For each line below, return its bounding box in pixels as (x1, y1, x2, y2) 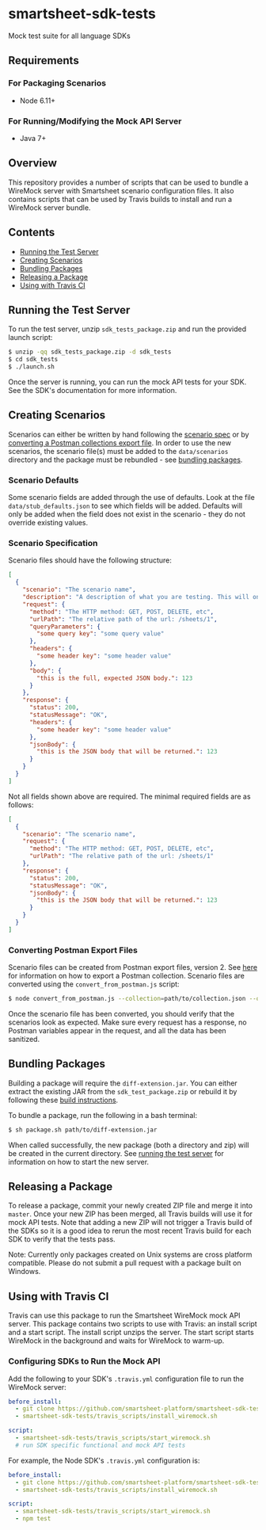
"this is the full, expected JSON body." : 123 (36, 674, 193, 682)
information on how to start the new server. (8, 1157, 149, 1166)
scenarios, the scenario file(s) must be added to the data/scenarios (8, 446, 229, 456)
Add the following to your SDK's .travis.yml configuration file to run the (8, 1374, 244, 1383)
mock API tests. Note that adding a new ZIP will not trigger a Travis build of (8, 1218, 253, 1227)
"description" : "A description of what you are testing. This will (22, 593, 249, 601)
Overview (8, 156, 58, 170)
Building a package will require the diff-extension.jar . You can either (8, 1078, 237, 1088)
